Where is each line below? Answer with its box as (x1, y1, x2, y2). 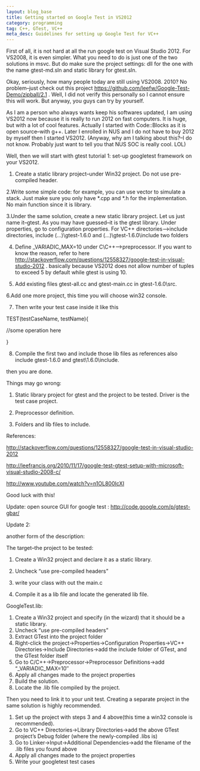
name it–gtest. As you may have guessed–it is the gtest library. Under (6, 219, 177, 226)
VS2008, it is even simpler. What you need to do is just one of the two (6, 54, 178, 61)
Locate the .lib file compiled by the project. (14, 684, 121, 691)
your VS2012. (6, 159, 39, 166)
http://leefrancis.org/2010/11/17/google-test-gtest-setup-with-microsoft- (6, 462, 184, 469)
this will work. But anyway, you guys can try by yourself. (6, 97, 144, 105)
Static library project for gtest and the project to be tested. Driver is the (14, 391, 190, 398)
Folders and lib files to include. (14, 421, 91, 428)
